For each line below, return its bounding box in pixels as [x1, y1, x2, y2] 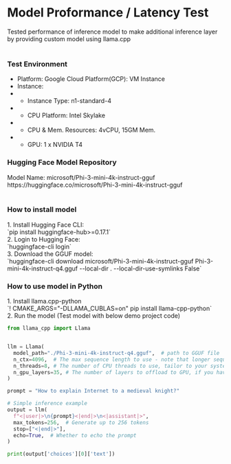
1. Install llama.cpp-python [7, 297, 82, 305]
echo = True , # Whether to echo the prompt [13, 432, 137, 439]
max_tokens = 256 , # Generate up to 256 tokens [13, 419, 149, 426]
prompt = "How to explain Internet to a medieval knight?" [7, 388, 180, 395]
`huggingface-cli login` [7, 242, 72, 251]
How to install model [7, 205, 77, 214]
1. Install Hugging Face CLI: [7, 220, 85, 229]
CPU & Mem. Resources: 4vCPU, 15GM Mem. [27, 126, 156, 135]
